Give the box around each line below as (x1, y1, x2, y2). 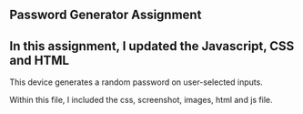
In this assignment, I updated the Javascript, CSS (9, 38, 295, 54)
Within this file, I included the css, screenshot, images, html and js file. (9, 95, 273, 106)
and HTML (9, 52, 70, 67)
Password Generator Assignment (9, 7, 202, 23)
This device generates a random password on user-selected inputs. (9, 77, 264, 88)
